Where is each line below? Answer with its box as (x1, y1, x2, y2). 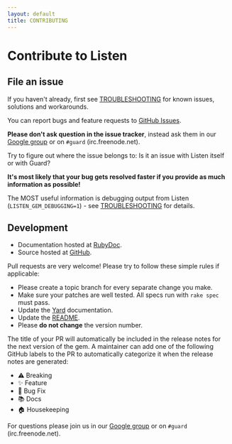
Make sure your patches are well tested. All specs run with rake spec (17, 291, 219, 299)
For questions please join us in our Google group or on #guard (7, 422, 188, 431)
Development (7, 222, 69, 234)
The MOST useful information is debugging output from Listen (7, 193, 189, 202)
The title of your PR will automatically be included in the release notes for (7, 335, 221, 343)
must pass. (17, 298, 50, 307)
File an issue (7, 76, 64, 88)
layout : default (7, 10, 55, 18)
